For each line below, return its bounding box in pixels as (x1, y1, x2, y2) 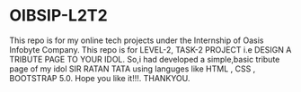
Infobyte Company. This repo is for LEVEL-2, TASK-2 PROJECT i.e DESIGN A (9, 44, 292, 54)
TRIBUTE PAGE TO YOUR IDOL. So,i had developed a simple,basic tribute (9, 54, 280, 64)
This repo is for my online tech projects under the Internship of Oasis (9, 35, 264, 46)
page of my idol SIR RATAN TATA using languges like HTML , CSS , (9, 63, 256, 74)
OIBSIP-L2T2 (9, 5, 108, 26)
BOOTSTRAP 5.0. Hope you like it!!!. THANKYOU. (9, 72, 190, 83)
